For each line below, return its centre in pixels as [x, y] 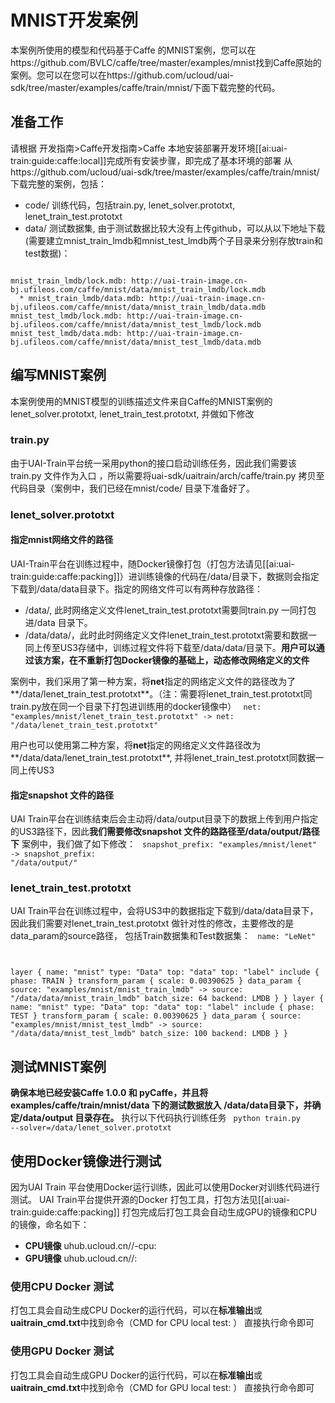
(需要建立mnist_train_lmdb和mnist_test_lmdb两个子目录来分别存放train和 [174, 240]
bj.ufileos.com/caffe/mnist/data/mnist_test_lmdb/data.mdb [136, 342]
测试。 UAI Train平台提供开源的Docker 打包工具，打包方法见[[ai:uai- [150, 1200]
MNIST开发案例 [74, 20]
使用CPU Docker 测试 [62, 1287]
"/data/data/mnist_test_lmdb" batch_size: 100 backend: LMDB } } [149, 1034]
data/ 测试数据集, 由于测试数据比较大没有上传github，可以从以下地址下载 [175, 228]
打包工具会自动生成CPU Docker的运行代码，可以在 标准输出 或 [136, 1310]
